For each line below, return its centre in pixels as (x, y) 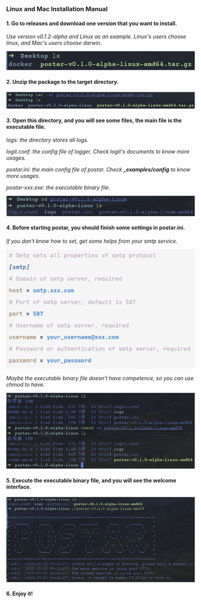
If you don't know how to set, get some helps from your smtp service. (92, 241)
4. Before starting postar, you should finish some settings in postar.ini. (96, 228)
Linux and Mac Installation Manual (57, 9)
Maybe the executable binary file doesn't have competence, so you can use (100, 378)
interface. (19, 487)
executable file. (26, 126)
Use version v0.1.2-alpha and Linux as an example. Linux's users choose (96, 37)
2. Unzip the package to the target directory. (63, 82)
